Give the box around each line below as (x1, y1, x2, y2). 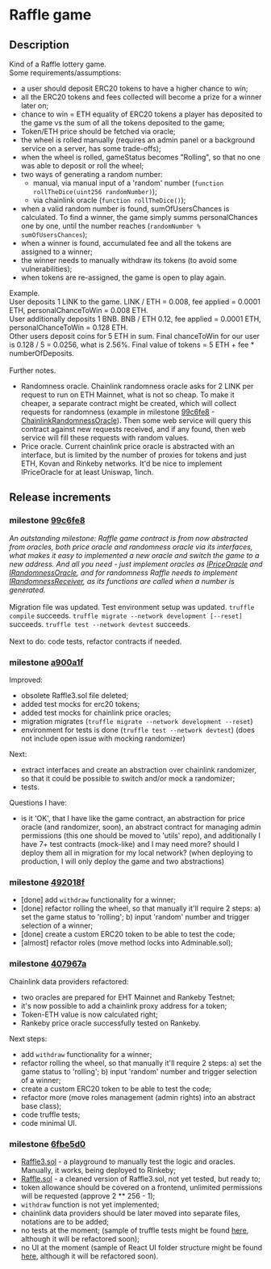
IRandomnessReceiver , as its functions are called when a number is (9, 576, 235, 586)
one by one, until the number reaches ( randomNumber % (20, 221, 201, 231)
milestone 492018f (9, 876, 85, 887)
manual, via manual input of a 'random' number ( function (32, 178, 224, 188)
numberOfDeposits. (9, 349, 75, 357)
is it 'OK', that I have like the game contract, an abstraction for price (20, 813, 245, 823)
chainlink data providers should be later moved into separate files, (20, 1208, 240, 1218)
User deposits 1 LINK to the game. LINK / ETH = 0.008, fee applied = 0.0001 (9, 297, 261, 307)
